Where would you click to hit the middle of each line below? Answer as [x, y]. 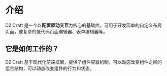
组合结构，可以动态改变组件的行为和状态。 [50, 68]
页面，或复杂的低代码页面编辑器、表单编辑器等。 [56, 31]
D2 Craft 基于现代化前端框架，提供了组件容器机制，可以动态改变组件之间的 [84, 62]
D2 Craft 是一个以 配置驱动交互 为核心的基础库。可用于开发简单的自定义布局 [84, 25]
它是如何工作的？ [32, 49]
